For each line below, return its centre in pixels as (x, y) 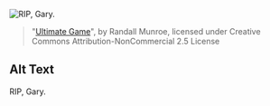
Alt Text (32, 69)
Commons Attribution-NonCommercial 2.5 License (126, 41)
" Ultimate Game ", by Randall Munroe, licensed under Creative (146, 31)
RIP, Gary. (28, 92)
